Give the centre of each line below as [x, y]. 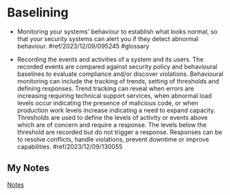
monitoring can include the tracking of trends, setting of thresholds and [118, 81]
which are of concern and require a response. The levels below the [112, 125]
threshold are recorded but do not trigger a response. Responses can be [119, 132]
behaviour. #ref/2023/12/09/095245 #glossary [83, 46]
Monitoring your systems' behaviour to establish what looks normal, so [117, 31]
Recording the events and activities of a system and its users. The [110, 59]
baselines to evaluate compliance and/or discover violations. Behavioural [120, 74]
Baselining [38, 13]
